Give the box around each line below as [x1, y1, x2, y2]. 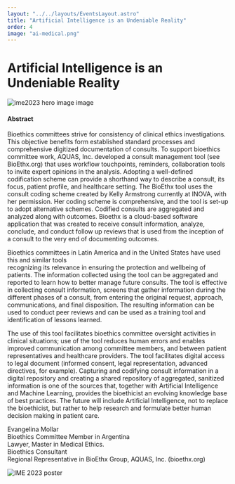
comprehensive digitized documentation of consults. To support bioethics [7, 145, 221, 153]
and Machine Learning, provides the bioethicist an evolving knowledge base [7, 389, 228, 397]
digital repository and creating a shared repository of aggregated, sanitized [7, 374, 224, 383]
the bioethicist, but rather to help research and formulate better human [7, 404, 212, 412]
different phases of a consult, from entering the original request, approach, [7, 293, 224, 302]
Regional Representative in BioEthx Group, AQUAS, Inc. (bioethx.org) [7, 455, 206, 464]
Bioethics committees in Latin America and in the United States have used [7, 248, 221, 257]
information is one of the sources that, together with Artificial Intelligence [7, 381, 219, 390]
